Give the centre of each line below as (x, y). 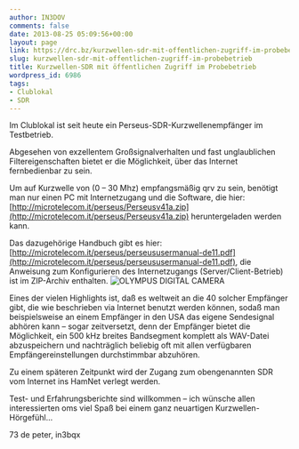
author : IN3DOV (37, 17)
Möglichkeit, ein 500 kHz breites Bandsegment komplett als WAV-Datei (139, 336)
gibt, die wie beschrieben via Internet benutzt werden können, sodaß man (145, 308)
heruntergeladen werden (236, 216)
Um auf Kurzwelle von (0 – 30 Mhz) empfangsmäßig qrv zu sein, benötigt (144, 188)
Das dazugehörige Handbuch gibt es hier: (86, 243)
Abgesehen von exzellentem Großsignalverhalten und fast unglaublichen (142, 152)
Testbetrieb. (31, 135)
